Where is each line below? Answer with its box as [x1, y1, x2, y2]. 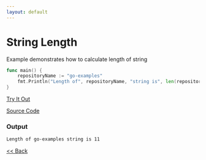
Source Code [6, 107, 40, 115]
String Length [6, 35, 78, 49]
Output [6, 122, 28, 131]
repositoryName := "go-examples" [17, 73, 103, 79]
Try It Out [6, 95, 31, 103]
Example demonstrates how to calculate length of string [6, 56, 148, 63]
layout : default [6, 9, 48, 15]
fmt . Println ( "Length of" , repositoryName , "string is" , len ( [17, 79, 177, 85]
